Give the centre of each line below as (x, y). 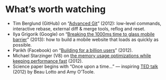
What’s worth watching (55, 9)
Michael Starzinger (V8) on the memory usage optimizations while (82, 55)
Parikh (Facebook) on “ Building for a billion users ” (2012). (73, 50)
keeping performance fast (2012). (48, 61)
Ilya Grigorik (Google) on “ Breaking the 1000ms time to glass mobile (84, 34)
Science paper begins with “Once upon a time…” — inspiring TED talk (85, 66)
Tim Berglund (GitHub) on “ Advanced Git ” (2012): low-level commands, (87, 23)
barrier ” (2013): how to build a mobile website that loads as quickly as (86, 39)
